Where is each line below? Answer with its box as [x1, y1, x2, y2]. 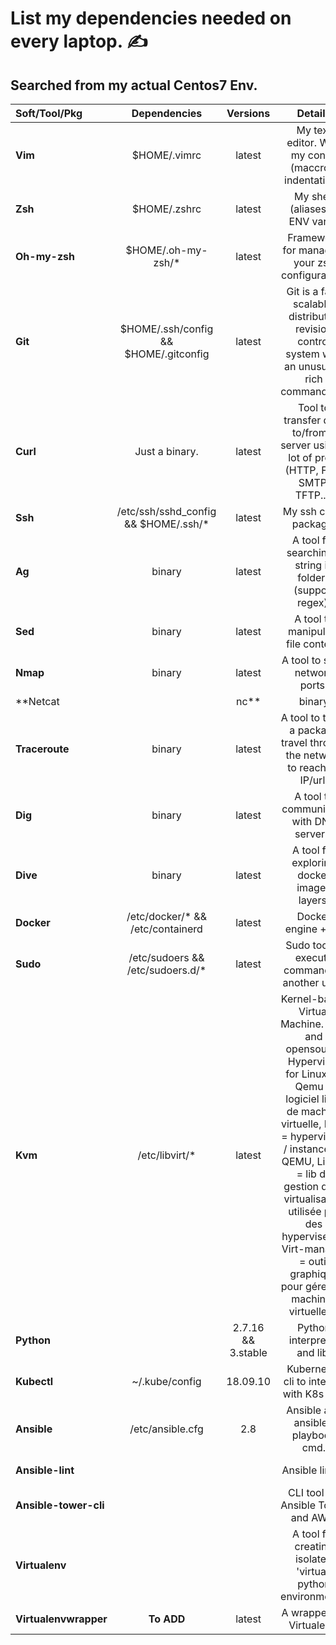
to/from [291, 426, 328, 439]
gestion [283, 1180, 320, 1193]
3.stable [229, 1346, 268, 1359]
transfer [283, 413, 322, 427]
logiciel [285, 1092, 320, 1106]
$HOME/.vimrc [131, 148, 202, 162]
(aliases [289, 202, 327, 216]
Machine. [280, 1017, 325, 1031]
